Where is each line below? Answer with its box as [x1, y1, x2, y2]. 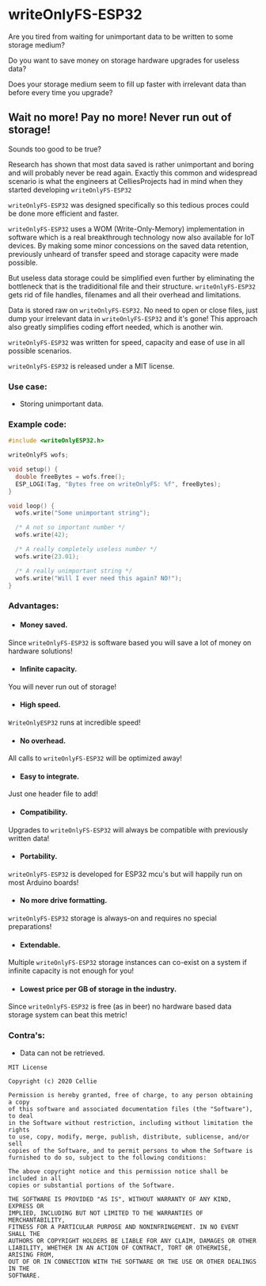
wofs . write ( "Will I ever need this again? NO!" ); [15, 574, 182, 582]
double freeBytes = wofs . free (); [15, 473, 126, 480]
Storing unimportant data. [19, 399, 104, 409]
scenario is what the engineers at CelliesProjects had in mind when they [8, 176, 243, 186]
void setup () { [8, 465, 59, 473]
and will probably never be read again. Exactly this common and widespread [8, 168, 257, 178]
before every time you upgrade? [8, 87, 113, 97]
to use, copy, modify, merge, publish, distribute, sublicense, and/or [8, 1132, 249, 1141]
